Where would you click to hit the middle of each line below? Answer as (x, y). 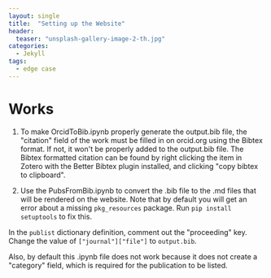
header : (22, 31)
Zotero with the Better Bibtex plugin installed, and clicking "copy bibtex (139, 166)
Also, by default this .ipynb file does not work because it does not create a (133, 256)
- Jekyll (31, 54)
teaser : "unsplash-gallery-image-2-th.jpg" (90, 39)
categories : (28, 46)
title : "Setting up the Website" (67, 24)
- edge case (36, 69)
